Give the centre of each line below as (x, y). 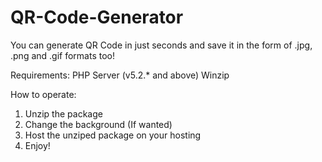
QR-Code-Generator (97, 17)
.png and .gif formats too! (62, 55)
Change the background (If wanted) (98, 124)
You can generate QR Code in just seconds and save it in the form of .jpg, (161, 45)
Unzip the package (63, 113)
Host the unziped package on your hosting (113, 135)
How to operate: (43, 94)
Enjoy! (37, 145)
